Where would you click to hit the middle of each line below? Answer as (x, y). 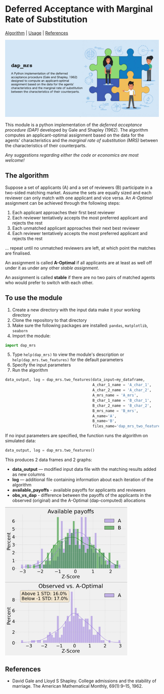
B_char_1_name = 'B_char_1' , (122, 400)
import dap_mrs (20, 345)
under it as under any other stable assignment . (52, 268)
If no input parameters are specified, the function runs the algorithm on (76, 436)
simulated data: (20, 441)
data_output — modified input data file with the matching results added (84, 469)
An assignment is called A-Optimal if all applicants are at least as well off (79, 262)
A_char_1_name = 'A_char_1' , (122, 385)
